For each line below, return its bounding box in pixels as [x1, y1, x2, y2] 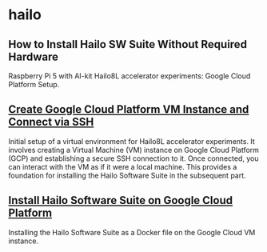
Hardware [8, 50, 58, 63]
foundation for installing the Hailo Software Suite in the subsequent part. [8, 170, 246, 180]
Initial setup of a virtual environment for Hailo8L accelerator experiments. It [8, 136, 256, 146]
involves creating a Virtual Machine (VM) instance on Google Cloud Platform [8, 145, 260, 154]
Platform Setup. [8, 80, 60, 89]
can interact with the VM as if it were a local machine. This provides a [8, 162, 237, 171]
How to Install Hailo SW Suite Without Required [8, 38, 248, 51]
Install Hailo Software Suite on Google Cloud [8, 194, 233, 207]
